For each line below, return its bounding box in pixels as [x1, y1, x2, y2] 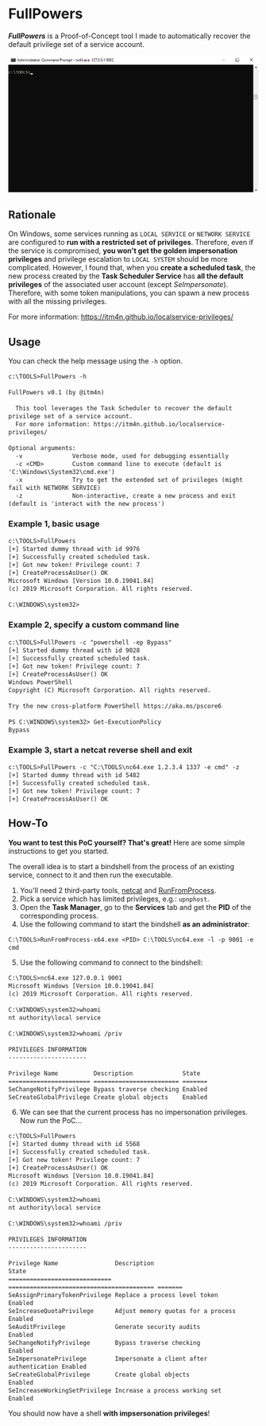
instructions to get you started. [8, 846, 109, 856]
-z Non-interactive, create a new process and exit [15, 492, 237, 500]
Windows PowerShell [8, 678, 73, 686]
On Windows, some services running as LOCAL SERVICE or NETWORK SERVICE [8, 229, 251, 239]
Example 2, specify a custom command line [8, 620, 180, 631]
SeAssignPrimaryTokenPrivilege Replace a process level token [8, 1291, 218, 1299]
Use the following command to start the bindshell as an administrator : [19, 919, 250, 929]
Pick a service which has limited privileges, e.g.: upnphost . [19, 894, 210, 903]
